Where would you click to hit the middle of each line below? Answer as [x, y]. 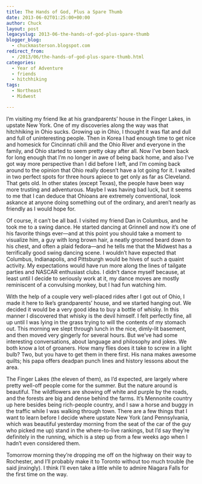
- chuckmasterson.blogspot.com [51, 46]
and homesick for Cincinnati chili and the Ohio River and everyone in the [96, 144]
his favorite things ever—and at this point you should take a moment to [94, 233]
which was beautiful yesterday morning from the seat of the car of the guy [99, 423]
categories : [21, 62]
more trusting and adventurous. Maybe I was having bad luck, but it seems [99, 189]
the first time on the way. [37, 474]
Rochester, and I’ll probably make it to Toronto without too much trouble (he [100, 461]
